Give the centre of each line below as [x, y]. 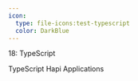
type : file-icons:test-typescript [73, 23]
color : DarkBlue [42, 30]
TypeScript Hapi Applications [56, 69]
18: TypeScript [32, 54]
